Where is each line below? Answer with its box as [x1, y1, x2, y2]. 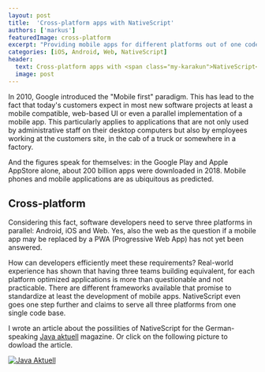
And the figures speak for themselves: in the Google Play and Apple [8, 157, 229, 166]
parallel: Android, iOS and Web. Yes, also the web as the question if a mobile [8, 226, 256, 236]
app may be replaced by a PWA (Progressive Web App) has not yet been [8, 234, 244, 244]
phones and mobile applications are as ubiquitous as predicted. [8, 174, 215, 184]
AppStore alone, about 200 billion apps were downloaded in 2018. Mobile [8, 166, 247, 175]
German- [204, 324, 235, 333]
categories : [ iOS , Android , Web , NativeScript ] [8, 48, 168, 56]
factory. [8, 142, 34, 151]
